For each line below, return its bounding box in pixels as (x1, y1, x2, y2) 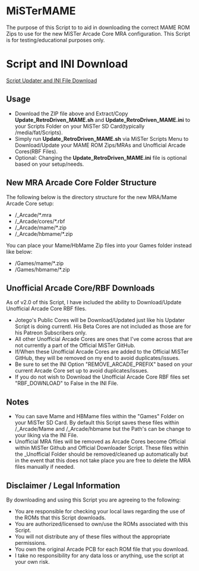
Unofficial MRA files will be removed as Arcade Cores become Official (14, 438, 186, 445)
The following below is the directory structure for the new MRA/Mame (6, 193, 177, 200)
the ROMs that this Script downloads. (14, 514, 106, 521)
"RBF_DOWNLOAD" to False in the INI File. (14, 380, 119, 387)
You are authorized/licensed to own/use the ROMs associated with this (14, 520, 188, 527)
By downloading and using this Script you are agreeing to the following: (6, 496, 181, 503)
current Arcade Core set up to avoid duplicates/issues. (14, 367, 149, 374)
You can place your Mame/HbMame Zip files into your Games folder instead (6, 242, 192, 249)
